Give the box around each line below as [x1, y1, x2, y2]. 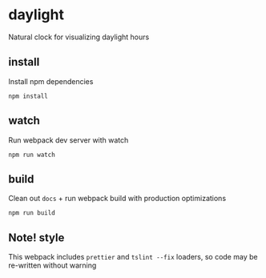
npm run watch [8, 151, 56, 159]
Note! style [8, 231, 65, 244]
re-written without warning [8, 260, 97, 270]
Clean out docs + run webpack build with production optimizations [8, 194, 227, 203]
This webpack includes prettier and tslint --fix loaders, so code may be [8, 252, 258, 262]
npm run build [8, 209, 56, 217]
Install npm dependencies [8, 76, 94, 86]
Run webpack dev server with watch [8, 135, 129, 145]
